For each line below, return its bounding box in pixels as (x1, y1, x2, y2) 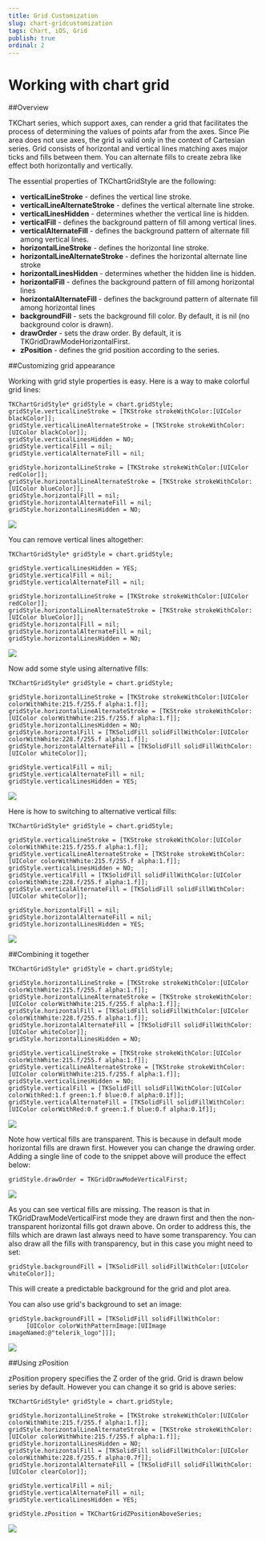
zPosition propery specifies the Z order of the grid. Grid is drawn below (8, 1373, 244, 1384)
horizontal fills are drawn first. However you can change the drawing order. (8, 1143, 256, 1153)
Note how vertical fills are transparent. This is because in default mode (8, 1134, 242, 1144)
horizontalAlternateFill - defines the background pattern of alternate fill (19, 294, 259, 304)
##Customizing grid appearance (8, 361, 115, 371)
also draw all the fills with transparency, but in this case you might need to (8, 1239, 253, 1248)
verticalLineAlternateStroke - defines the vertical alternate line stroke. (19, 201, 255, 210)
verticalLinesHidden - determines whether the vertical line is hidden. (19, 209, 250, 219)
